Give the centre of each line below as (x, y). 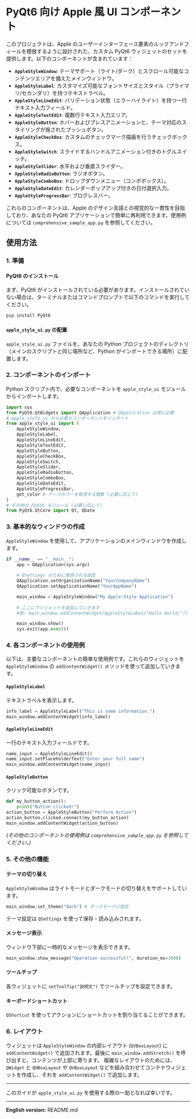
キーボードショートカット (37, 1001)
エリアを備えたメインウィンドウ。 (76, 78)
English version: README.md (42, 1110)
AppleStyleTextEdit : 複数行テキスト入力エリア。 (72, 115)
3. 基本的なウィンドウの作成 (45, 527)
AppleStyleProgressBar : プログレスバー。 (64, 195)
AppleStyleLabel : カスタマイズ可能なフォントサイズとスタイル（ (92, 85)
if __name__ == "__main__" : (40, 559)
